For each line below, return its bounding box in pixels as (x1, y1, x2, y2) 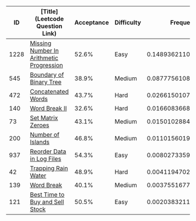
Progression (30, 61, 63, 69)
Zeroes (30, 121, 50, 129)
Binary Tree (30, 78, 62, 86)
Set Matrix (30, 114, 58, 122)
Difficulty (114, 19, 141, 26)
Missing (30, 39, 51, 47)
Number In (30, 47, 60, 54)
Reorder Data (30, 147, 66, 156)
